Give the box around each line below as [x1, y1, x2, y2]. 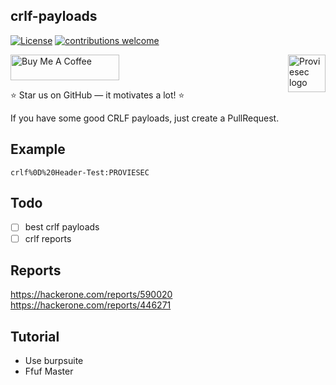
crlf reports [24, 232, 72, 244]
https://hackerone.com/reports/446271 [10, 299, 172, 311]
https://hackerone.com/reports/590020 [10, 289, 173, 301]
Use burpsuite [24, 355, 84, 367]
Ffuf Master [24, 365, 74, 378]
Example [10, 141, 66, 158]
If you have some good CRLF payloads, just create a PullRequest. [10, 112, 280, 124]
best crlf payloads [24, 221, 100, 233]
